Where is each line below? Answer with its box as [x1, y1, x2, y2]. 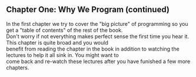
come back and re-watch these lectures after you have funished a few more [6, 58, 191, 65]
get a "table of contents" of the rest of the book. [6, 26, 123, 34]
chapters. [6, 64, 29, 71]
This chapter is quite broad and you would [6, 39, 109, 46]
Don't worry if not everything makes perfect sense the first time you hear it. [6, 32, 190, 40]
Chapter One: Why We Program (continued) [6, 5, 170, 15]
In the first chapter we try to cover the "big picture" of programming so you [6, 20, 188, 27]
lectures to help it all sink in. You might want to [6, 51, 119, 58]
